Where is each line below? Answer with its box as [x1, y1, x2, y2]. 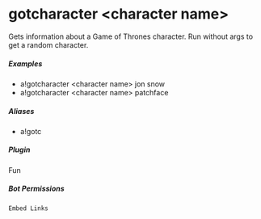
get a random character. [8, 40, 89, 49]
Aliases [8, 106, 35, 116]
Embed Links [8, 204, 48, 213]
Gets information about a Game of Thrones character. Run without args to [8, 32, 253, 41]
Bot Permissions [8, 183, 65, 194]
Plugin [8, 145, 31, 154]
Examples [8, 58, 43, 69]
